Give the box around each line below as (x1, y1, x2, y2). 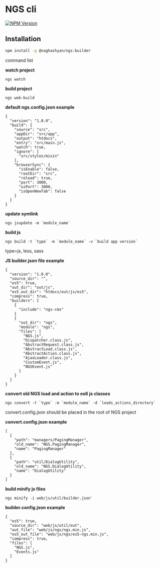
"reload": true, (18, 175, 53, 181)
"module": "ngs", (18, 324, 55, 330)
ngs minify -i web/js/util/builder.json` (5, 496, 93, 501)
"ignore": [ (14, 149, 39, 154)
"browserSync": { (14, 162, 51, 167)
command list (5, 57, 34, 63)
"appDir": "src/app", (14, 131, 59, 136)
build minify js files (5, 485, 46, 492)
